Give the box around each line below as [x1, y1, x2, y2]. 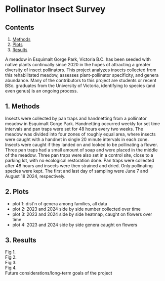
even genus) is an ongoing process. [5, 88, 78, 94]
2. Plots [5, 187, 29, 196]
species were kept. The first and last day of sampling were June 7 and [5, 168, 148, 174]
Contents [5, 23, 35, 32]
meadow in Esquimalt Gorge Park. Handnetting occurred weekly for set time [5, 120, 160, 127]
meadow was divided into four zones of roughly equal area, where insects [5, 131, 156, 137]
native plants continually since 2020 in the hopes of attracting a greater [5, 62, 151, 67]
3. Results [5, 236, 37, 244]
